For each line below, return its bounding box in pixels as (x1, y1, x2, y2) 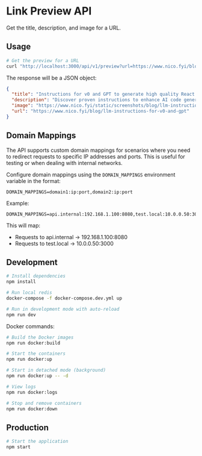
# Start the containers (6, 351, 66, 357)
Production (6, 422, 49, 433)
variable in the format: (6, 177, 61, 184)
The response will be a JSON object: (6, 74, 97, 81)
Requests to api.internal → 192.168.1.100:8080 (14, 233, 128, 240)
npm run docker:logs (6, 389, 58, 395)
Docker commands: (6, 322, 55, 330)
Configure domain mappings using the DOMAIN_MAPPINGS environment (6, 170, 176, 178)
